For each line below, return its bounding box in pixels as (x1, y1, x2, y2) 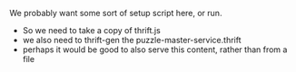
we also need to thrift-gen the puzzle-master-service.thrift (22, 35, 242, 45)
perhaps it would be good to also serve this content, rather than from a (22, 44, 288, 55)
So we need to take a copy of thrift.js (22, 25, 161, 35)
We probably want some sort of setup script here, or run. (9, 8, 222, 18)
